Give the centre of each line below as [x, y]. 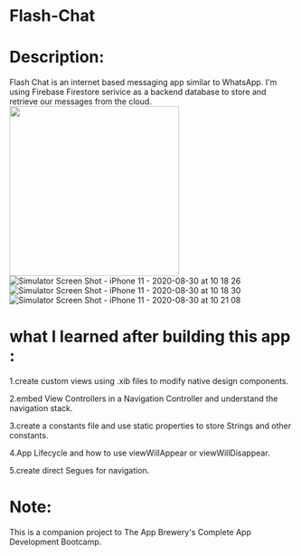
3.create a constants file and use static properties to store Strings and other [150, 426]
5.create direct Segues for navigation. [80, 471]
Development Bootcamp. [56, 542]
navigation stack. [41, 408]
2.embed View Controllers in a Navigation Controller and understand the [144, 398]
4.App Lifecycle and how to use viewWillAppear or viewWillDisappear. [140, 453]
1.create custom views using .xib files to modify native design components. [149, 381]
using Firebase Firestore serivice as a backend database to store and [138, 92]
